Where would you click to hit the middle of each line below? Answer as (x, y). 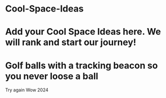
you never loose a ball (52, 76)
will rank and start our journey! (71, 42)
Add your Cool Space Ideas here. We (83, 32)
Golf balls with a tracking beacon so (81, 65)
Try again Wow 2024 (27, 90)
